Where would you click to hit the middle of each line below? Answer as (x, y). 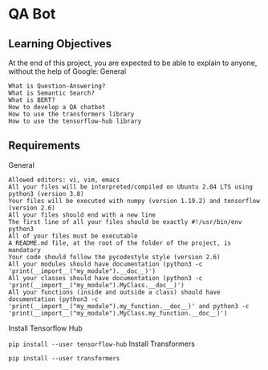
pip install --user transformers (64, 358)
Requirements (44, 146)
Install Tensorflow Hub (45, 328)
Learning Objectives (60, 44)
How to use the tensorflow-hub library (75, 121)
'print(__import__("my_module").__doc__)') (82, 271)
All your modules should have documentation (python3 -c (106, 264)
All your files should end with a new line (82, 215)
